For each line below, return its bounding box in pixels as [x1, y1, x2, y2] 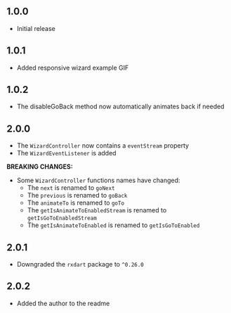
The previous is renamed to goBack [27, 191, 128, 200]
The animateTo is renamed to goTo [27, 198, 124, 207]
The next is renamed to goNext [27, 184, 115, 192]
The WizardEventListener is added [16, 149, 117, 158]
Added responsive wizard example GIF [16, 63, 129, 72]
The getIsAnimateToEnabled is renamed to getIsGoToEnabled [27, 221, 200, 229]
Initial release [16, 24, 55, 32]
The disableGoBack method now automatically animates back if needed [16, 102, 225, 111]
